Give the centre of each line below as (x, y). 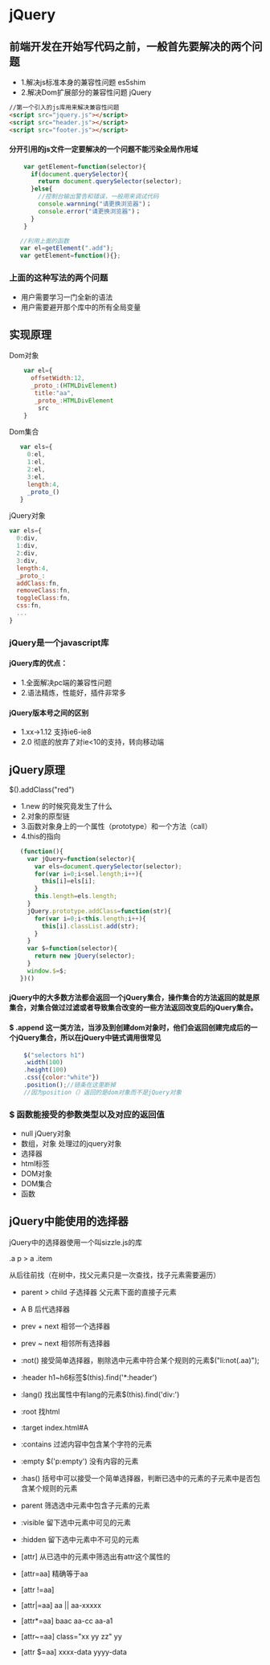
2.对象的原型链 (45, 816)
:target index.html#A (55, 1427)
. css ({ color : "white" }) (61, 1078)
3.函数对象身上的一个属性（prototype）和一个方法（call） (116, 826)
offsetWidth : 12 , (57, 378)
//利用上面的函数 (45, 241)
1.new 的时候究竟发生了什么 (67, 806)
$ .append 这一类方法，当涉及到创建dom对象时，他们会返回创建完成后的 (130, 1027)
